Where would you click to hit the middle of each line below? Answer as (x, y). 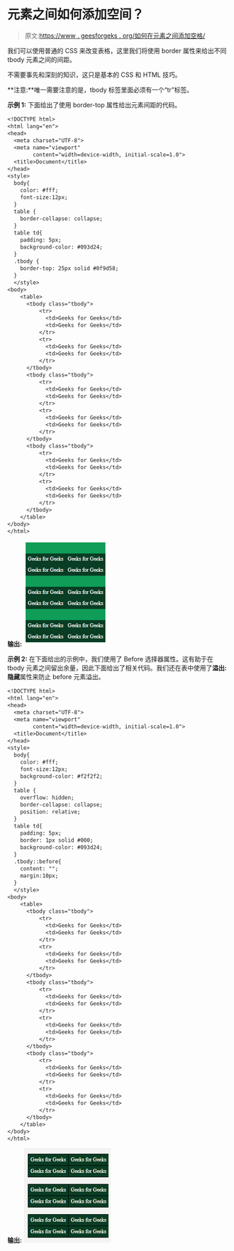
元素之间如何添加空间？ (76, 15)
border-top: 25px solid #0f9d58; (69, 268)
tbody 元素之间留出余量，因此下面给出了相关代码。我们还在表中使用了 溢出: (117, 668)
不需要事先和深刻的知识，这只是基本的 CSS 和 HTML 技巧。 (94, 75)
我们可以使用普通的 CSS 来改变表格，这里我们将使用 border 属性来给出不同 (117, 50)
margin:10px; (39, 876)
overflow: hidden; (47, 797)
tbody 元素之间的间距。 (41, 59)
